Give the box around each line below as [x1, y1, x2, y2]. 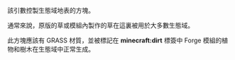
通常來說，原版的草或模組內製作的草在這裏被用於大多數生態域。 [7, 21, 194, 30]
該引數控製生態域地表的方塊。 [7, 6, 94, 14]
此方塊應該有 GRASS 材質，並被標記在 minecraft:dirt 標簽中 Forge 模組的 [7, 36, 222, 44]
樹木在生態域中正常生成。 [19, 45, 94, 53]
